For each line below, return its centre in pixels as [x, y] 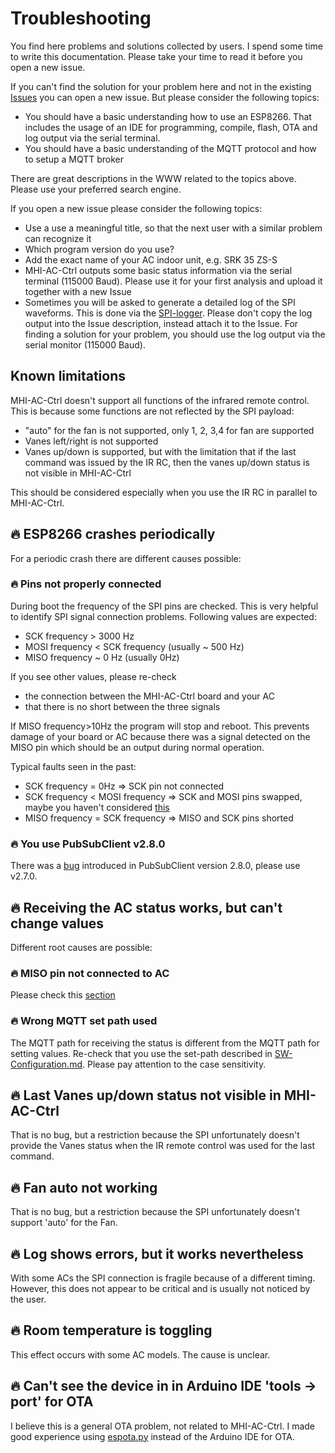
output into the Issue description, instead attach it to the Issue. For [161, 323]
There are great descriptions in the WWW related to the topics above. [153, 178]
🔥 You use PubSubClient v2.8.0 [88, 844]
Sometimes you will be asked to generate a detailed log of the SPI [160, 302]
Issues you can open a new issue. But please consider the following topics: [165, 97]
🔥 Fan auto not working [84, 1187]
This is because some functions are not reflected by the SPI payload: [152, 411]
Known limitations [68, 376]
